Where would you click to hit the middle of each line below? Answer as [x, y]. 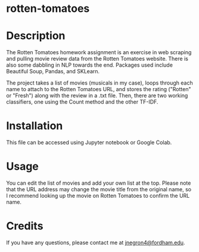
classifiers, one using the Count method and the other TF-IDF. [82, 102]
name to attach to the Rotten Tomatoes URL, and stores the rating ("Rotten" [99, 89]
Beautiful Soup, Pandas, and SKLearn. [53, 71]
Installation [35, 126]
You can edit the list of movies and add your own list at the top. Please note [99, 183]
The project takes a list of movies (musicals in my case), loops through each [99, 83]
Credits [25, 226]
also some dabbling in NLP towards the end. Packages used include [89, 65]
